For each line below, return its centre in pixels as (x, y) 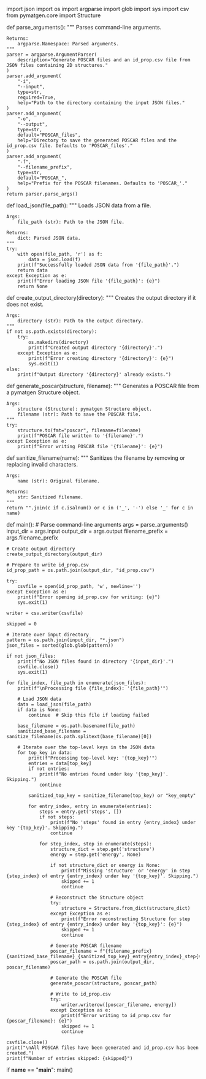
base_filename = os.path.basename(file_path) (77, 726)
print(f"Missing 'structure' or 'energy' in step (126, 871)
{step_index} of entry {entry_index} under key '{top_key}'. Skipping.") (103, 876)
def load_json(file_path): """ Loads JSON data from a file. (79, 205)
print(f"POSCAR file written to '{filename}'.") (81, 436)
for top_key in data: (45, 753)
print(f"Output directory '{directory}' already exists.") (94, 375)
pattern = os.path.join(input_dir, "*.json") (65, 640)
